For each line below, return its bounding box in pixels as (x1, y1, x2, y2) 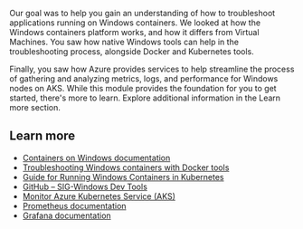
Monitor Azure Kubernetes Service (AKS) (22, 190, 176, 202)
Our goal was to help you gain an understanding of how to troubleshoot (9, 8, 276, 18)
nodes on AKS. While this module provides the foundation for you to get (9, 83, 278, 93)
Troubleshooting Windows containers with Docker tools (22, 162, 230, 173)
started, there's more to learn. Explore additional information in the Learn (9, 92, 281, 103)
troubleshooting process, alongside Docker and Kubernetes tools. (9, 46, 255, 57)
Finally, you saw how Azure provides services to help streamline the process (9, 63, 295, 74)
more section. (9, 102, 62, 112)
